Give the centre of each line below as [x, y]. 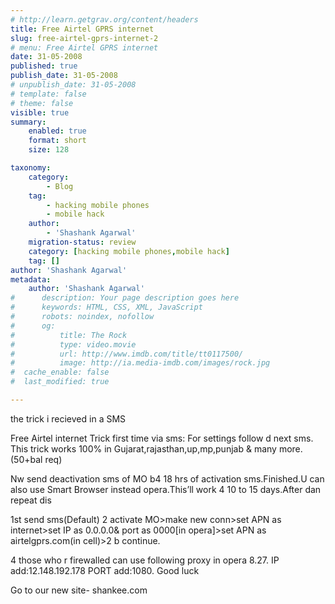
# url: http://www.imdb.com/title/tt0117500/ [127, 354]
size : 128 [49, 150]
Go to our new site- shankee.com [79, 590]
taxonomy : [31, 168]
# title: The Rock [69, 335]
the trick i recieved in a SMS [68, 418]
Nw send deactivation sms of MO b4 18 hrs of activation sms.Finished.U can [167, 478]
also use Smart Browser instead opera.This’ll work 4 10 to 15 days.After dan [166, 489]
